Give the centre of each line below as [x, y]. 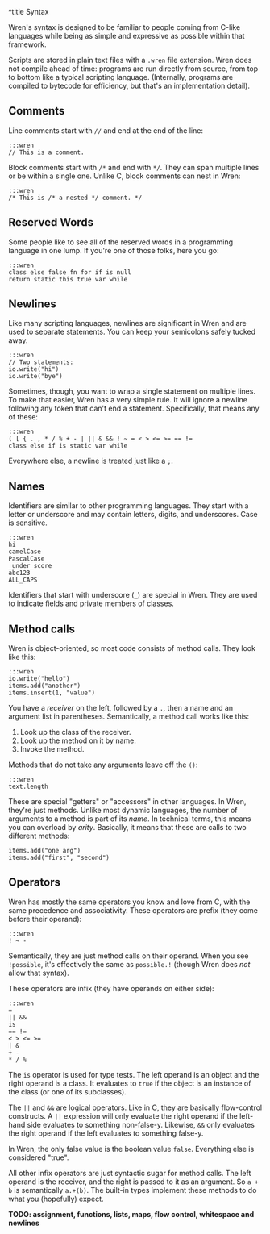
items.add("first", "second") [59, 858]
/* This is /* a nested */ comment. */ [75, 198]
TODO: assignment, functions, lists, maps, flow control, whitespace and [131, 1214]
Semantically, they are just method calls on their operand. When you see [129, 956]
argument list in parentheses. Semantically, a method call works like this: [129, 716]
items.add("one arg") [45, 851]
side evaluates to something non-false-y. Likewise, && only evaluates [141, 1124]
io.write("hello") [39, 679]
